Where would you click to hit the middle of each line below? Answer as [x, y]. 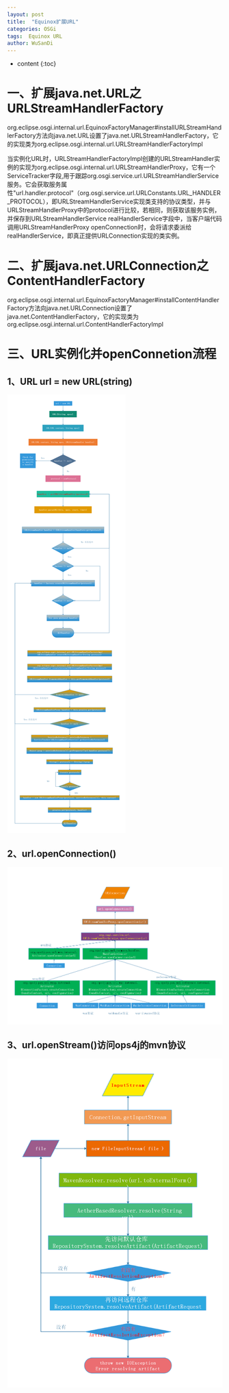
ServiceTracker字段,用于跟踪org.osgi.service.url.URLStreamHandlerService [113, 176]
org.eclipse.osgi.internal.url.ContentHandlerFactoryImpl [85, 324]
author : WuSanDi [30, 43]
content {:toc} [37, 64]
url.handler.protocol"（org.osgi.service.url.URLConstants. [97, 193]
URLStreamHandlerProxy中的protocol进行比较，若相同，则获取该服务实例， [114, 210]
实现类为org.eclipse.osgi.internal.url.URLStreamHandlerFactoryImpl [108, 145]
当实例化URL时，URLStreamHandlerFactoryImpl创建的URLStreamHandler [111, 159]
